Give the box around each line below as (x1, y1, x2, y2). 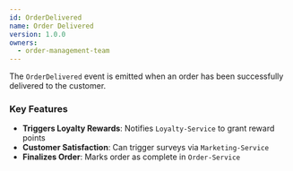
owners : (9, 38, 39, 47)
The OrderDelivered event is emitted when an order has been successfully (9, 71, 284, 81)
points (22, 133, 47, 143)
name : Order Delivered (9, 21, 94, 30)
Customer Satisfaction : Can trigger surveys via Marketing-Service (22, 142, 270, 153)
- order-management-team (17, 47, 110, 56)
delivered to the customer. (9, 81, 107, 91)
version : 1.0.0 (9, 30, 66, 38)
